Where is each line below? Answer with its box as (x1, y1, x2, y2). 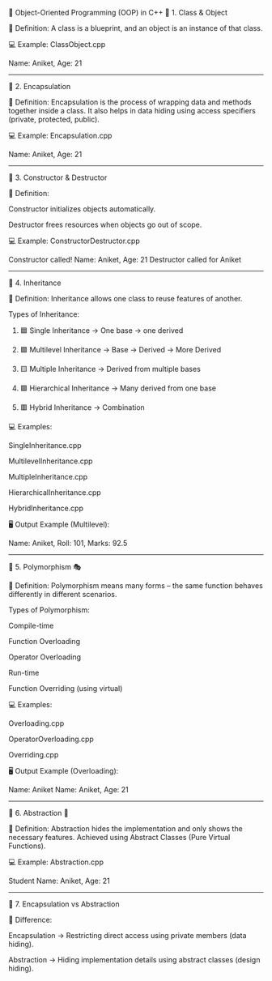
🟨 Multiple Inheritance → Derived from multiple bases (19, 365, 201, 373)
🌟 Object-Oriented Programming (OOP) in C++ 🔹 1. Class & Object (8, 8, 228, 17)
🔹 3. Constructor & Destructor (8, 173, 108, 182)
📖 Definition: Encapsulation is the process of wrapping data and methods (8, 97, 253, 107)
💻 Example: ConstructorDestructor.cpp (8, 236, 140, 245)
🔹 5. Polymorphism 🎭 (8, 562, 82, 571)
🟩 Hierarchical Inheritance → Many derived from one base (19, 383, 217, 393)
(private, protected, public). (8, 114, 100, 124)
